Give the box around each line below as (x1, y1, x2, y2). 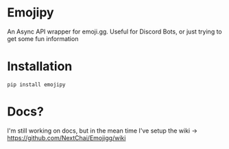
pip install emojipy (7, 81, 67, 88)
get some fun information (7, 34, 79, 42)
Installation (7, 59, 73, 74)
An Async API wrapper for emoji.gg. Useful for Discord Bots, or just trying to (7, 27, 222, 36)
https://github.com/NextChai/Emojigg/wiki (7, 133, 126, 141)
